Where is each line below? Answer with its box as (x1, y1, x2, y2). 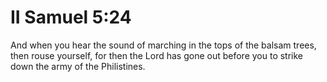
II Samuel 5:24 (10, 6, 132, 29)
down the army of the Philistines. (10, 60, 146, 72)
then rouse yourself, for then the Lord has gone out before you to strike (10, 49, 304, 61)
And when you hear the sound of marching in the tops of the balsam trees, (10, 39, 317, 51)
